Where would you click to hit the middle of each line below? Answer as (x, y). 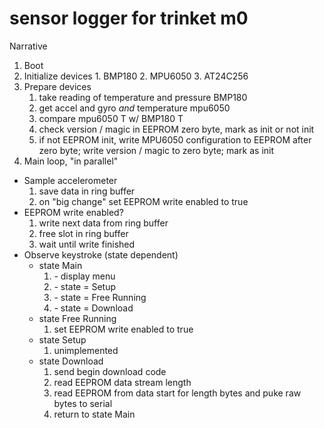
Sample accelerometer (70, 180)
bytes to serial (83, 403)
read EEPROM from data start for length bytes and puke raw (177, 393)
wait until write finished (87, 244)
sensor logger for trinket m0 (129, 18)
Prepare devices (57, 86)
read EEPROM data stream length (122, 382)
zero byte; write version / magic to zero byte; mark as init (156, 150)
